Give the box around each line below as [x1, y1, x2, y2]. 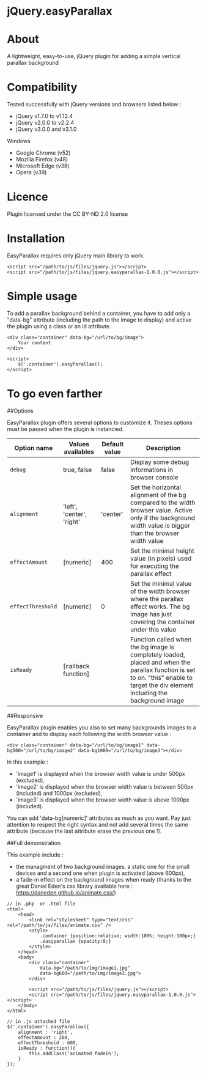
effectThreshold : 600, [18, 1039, 79, 1046]
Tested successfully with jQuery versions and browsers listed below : [7, 101, 182, 108]
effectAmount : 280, [18, 1034, 70, 1041]
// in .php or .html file [7, 901, 76, 907]
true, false [62, 465, 92, 474]
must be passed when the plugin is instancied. [7, 425, 124, 432]
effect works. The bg [130, 602, 190, 611]
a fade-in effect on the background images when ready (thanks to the [15, 876, 192, 883]
